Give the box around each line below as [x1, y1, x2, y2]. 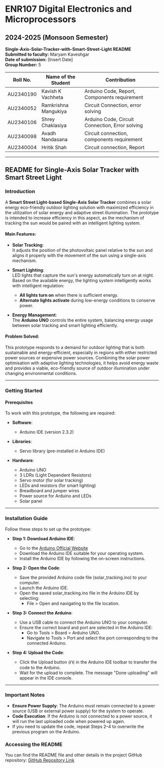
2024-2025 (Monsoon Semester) [5, 33, 108, 42]
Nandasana [41, 136, 68, 143]
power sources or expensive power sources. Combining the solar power [5, 355, 150, 361]
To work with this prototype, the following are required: [5, 410, 116, 416]
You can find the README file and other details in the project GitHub [5, 752, 143, 758]
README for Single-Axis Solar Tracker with [5, 166, 139, 174]
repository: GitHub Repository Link [5, 757, 75, 763]
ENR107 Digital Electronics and [5, 3, 132, 15]
